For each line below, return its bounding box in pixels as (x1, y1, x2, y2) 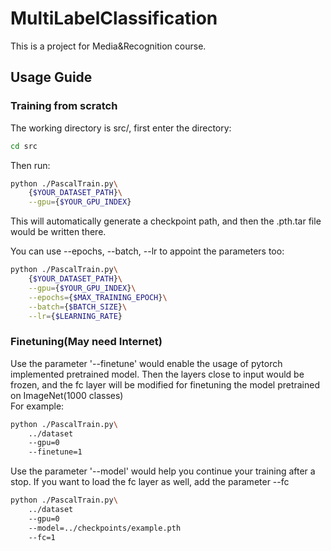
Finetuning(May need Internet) (10, 335, 163, 349)
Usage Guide (10, 69, 93, 86)
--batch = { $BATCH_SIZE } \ (28, 302, 128, 312)
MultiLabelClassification (10, 7, 218, 30)
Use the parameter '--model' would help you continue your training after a (10, 465, 316, 477)
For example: (10, 400, 65, 412)
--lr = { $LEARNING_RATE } (28, 311, 123, 321)
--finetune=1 (28, 447, 83, 457)
